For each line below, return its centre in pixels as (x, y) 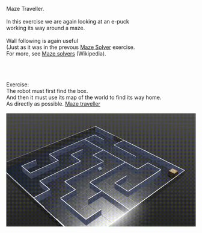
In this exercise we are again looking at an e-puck (68, 21)
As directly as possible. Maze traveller (54, 104)
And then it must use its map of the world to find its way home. (84, 97)
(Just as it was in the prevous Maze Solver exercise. (71, 47)
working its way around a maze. (46, 28)
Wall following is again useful (42, 41)
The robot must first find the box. (47, 91)
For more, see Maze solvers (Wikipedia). (56, 53)
